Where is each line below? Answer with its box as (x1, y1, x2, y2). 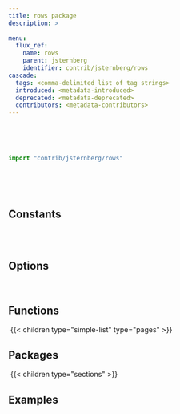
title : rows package (8, 11, 78, 20)
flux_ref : (15, 42, 48, 50)
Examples (8, 392, 58, 406)
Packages (8, 348, 58, 362)
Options (8, 259, 50, 273)
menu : (8, 34, 26, 43)
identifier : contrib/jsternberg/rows (22, 64, 149, 72)
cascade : (8, 71, 38, 79)
